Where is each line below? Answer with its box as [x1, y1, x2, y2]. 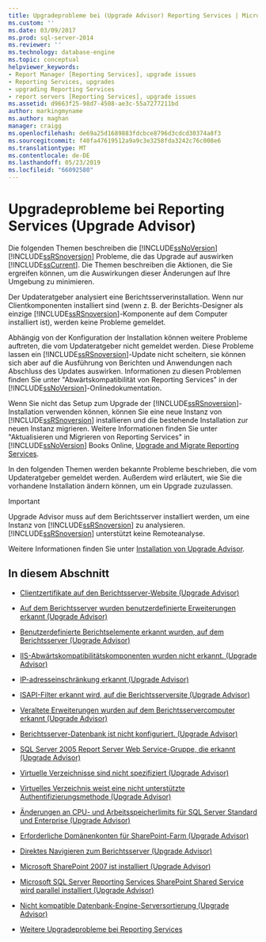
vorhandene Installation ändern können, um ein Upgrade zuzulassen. [8, 480, 234, 491]
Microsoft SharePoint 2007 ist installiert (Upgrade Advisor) [19, 861, 211, 871]
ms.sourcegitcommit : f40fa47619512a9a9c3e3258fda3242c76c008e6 [8, 136, 222, 145]
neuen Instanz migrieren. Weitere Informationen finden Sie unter [8, 424, 218, 433]
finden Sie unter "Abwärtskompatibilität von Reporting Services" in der [8, 374, 237, 384]
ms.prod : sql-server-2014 [8, 33, 93, 42]
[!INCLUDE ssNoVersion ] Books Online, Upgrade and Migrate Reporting [8, 440, 240, 450]
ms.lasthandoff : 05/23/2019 [8, 159, 101, 167]
